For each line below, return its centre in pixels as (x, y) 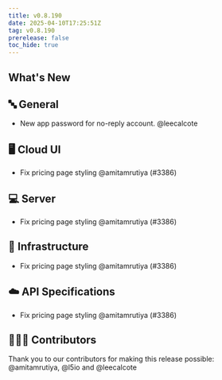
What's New (39, 78)
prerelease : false (39, 38)
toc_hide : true (33, 45)
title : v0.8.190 (35, 16)
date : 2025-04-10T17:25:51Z (55, 23)
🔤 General (34, 104)
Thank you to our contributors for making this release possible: (111, 359)
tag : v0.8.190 (32, 30)
